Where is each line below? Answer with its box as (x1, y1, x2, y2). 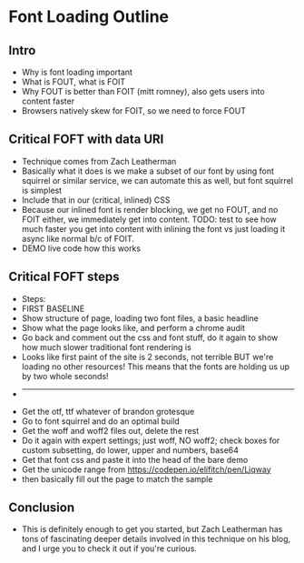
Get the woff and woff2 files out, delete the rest (21, 425, 200, 436)
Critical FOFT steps (8, 269, 120, 285)
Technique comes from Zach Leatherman (21, 156, 177, 166)
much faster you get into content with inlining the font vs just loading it (21, 223, 286, 234)
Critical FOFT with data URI (8, 132, 164, 147)
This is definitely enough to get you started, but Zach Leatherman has (21, 524, 283, 535)
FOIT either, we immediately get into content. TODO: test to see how (21, 214, 278, 225)
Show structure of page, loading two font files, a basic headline (21, 312, 260, 324)
